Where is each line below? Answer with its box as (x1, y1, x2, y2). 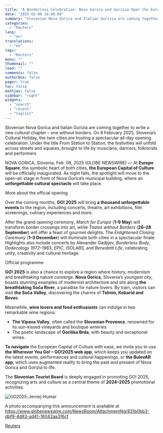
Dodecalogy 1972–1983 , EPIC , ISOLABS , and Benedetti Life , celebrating (5, 245, 148, 251)
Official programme (5, 259, 44, 265)
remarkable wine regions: (5, 309, 56, 315)
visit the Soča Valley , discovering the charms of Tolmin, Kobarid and (5, 289, 144, 295)
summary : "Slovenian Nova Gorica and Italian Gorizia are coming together (5, 16, 160, 21)
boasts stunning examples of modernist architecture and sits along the (5, 279, 147, 285)
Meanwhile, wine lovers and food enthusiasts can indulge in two (5, 304, 136, 310)
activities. (5, 384, 24, 390)
